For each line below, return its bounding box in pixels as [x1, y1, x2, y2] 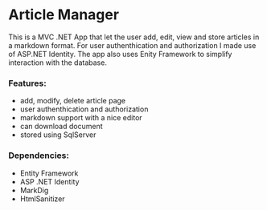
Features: [8, 78, 47, 89]
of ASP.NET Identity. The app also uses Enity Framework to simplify [8, 49, 232, 59]
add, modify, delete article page [19, 96, 126, 106]
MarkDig [19, 185, 49, 195]
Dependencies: [8, 150, 70, 161]
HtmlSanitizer [19, 194, 66, 204]
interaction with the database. [8, 58, 107, 67]
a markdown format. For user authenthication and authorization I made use [8, 40, 257, 50]
